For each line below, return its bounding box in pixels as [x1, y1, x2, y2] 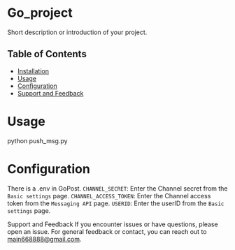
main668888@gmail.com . [7, 235, 82, 243]
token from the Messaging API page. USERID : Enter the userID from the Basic [7, 199, 225, 207]
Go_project [7, 5, 73, 21]
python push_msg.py [7, 136, 68, 145]
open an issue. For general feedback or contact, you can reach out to [7, 227, 207, 235]
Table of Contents [7, 48, 87, 60]
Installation [17, 66, 50, 75]
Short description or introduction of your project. [7, 28, 148, 36]
